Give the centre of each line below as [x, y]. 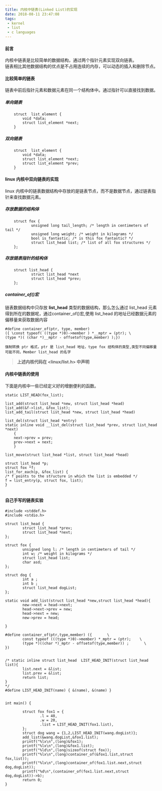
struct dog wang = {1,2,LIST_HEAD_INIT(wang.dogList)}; [80, 733]
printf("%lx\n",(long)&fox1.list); [58, 746]
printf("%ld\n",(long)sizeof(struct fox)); [67, 750]
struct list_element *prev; [51, 163]
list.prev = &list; [42, 673]
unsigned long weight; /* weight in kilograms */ [82, 234]
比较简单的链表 [20, 78]
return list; [36, 677]
